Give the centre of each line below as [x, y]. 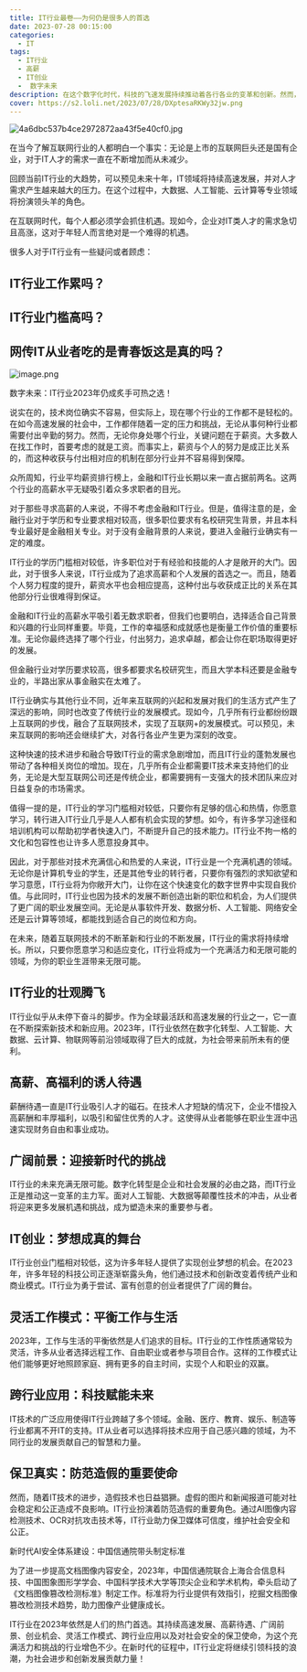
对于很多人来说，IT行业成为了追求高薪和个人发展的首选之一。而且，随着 [161, 573]
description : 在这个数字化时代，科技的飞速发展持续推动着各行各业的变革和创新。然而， [155, 94]
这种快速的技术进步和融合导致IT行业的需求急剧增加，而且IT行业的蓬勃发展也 [153, 754]
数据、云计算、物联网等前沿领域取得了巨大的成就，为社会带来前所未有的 [145, 1039]
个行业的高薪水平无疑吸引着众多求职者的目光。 [97, 488]
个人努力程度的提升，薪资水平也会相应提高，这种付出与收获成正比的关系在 [149, 584]
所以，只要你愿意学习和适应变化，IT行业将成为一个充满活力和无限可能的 [161, 949]
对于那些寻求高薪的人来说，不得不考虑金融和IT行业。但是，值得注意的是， [149, 508]
